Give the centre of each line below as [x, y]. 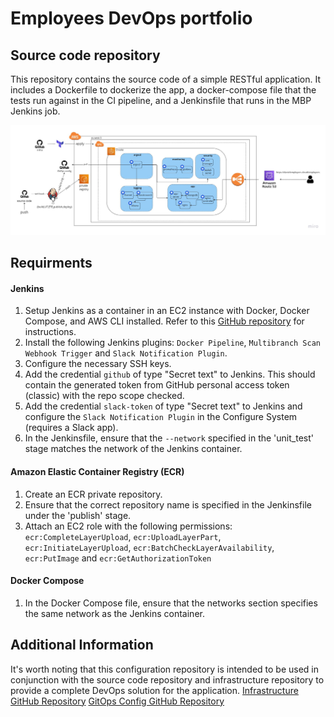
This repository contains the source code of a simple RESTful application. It [166, 79]
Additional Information [82, 645]
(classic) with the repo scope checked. [104, 396]
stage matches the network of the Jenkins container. [133, 449]
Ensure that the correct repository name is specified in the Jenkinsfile [168, 504]
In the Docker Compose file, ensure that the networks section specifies [171, 603]
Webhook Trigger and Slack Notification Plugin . [126, 353]
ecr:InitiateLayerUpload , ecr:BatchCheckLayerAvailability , [149, 547]
